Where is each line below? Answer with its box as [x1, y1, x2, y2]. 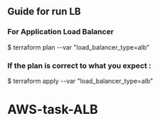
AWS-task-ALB [7, 102, 98, 117]
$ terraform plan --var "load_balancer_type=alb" [7, 42, 150, 52]
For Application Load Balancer [7, 27, 114, 37]
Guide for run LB [7, 6, 81, 18]
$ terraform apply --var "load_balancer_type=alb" [7, 76, 154, 85]
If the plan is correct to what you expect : [7, 60, 151, 70]
